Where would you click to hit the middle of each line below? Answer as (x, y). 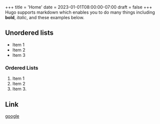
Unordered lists (29, 33)
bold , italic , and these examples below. (45, 17)
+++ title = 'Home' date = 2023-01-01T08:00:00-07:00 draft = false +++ (79, 7)
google (12, 116)
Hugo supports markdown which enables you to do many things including (80, 12)
